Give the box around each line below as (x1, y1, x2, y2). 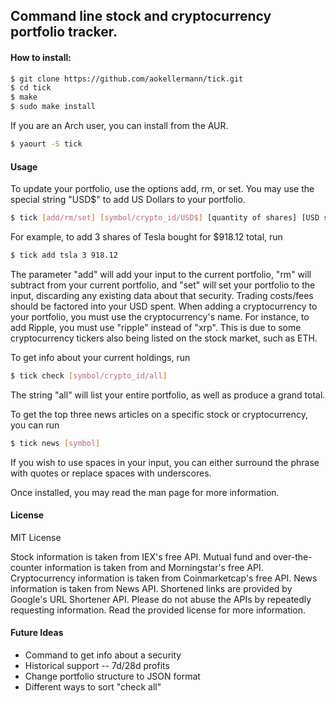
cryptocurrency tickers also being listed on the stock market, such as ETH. (10, 332, 318, 344)
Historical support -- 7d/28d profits (24, 660, 170, 672)
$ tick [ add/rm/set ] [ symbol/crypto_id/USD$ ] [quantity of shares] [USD (10, 213, 320, 223)
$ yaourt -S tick (10, 139, 83, 149)
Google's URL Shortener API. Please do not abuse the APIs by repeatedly (10, 593, 312, 605)
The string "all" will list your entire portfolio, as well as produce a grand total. (10, 389, 326, 401)
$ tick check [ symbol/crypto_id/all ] (10, 370, 168, 381)
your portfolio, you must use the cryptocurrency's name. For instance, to (10, 310, 310, 323)
